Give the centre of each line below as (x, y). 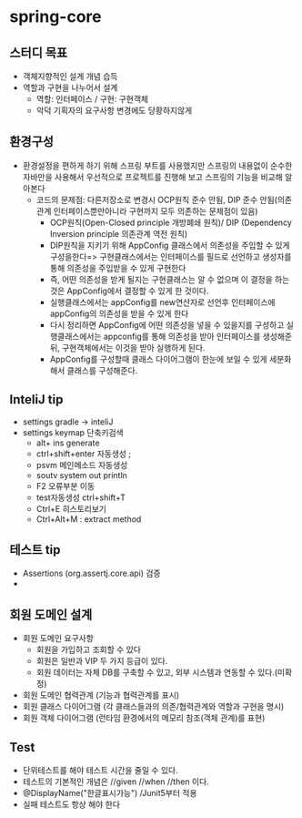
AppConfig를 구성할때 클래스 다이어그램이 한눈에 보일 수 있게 (159, 359)
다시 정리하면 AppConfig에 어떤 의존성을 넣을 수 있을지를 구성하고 (167, 324)
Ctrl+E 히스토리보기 (71, 508)
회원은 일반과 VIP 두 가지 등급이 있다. (102, 661)
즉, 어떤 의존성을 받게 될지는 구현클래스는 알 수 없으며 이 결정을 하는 (170, 279)
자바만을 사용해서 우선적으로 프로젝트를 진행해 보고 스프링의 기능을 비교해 (153, 177)
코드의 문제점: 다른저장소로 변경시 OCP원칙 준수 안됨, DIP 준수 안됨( (156, 199)
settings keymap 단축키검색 (73, 432)
